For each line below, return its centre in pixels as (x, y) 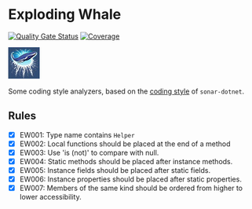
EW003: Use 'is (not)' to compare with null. (89, 152)
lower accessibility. (50, 197)
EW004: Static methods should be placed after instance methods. (126, 161)
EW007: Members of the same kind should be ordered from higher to (131, 188)
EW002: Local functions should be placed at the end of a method (125, 144)
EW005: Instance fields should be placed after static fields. (115, 170)
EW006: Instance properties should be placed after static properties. (130, 179)
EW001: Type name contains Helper (77, 134)
